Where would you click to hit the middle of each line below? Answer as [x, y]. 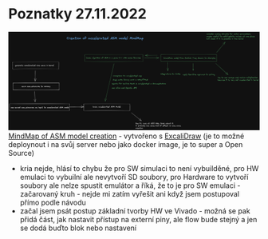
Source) [21, 153]
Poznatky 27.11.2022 [78, 14]
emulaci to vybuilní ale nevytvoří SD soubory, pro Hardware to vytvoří [134, 177]
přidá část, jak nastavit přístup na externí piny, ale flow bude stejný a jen [138, 220]
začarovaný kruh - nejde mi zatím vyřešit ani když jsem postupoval [130, 194]
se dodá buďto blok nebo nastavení [78, 228]
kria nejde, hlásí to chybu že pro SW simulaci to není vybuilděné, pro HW [139, 169]
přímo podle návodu [53, 203]
